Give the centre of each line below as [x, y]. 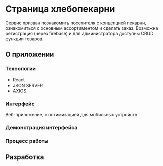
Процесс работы [27, 141]
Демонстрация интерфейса [42, 127]
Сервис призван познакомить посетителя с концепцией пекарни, [76, 23]
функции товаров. [24, 39]
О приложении [30, 55]
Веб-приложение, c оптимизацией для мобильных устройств [71, 114]
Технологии [21, 69]
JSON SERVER [28, 85]
